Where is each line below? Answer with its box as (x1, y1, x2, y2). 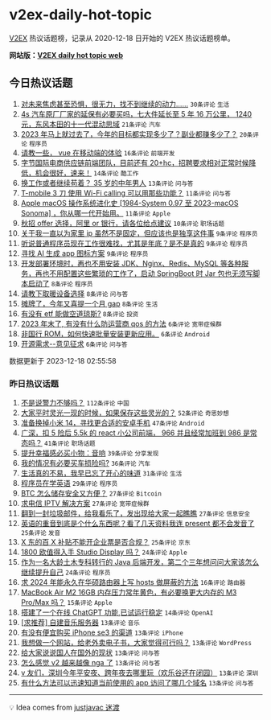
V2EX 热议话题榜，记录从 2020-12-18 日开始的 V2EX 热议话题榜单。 (9, 33, 236, 43)
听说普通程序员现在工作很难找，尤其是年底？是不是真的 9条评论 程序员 (20, 238, 248, 248)
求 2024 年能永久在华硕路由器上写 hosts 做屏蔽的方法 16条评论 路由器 (20, 578, 246, 587)
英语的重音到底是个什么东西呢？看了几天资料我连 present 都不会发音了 (20, 519, 255, 529)
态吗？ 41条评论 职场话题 (20, 438, 96, 448)
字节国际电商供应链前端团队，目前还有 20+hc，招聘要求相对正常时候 (20, 158, 249, 167)
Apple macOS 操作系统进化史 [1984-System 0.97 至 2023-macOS (20, 198, 239, 208)
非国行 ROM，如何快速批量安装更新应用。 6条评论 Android (20, 328, 210, 339)
